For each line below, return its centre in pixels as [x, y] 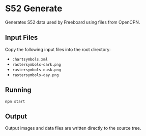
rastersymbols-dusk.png [37, 70]
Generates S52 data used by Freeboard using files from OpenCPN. [73, 22]
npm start [15, 101]
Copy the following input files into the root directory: [58, 49]
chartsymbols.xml [30, 59]
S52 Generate [34, 9]
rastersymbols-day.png [35, 75]
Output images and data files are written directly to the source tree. [73, 128]
